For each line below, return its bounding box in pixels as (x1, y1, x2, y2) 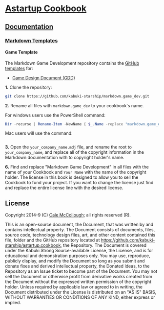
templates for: (5, 65, 33, 71)
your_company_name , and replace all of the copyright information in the (5, 149, 144, 155)
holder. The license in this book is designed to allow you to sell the (5, 174, 139, 180)
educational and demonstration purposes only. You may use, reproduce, (5, 253, 150, 259)
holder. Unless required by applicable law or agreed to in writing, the (5, 284, 143, 290)
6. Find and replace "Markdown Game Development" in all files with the (5, 164, 149, 170)
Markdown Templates (5, 37, 58, 44)
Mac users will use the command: (5, 130, 73, 136)
